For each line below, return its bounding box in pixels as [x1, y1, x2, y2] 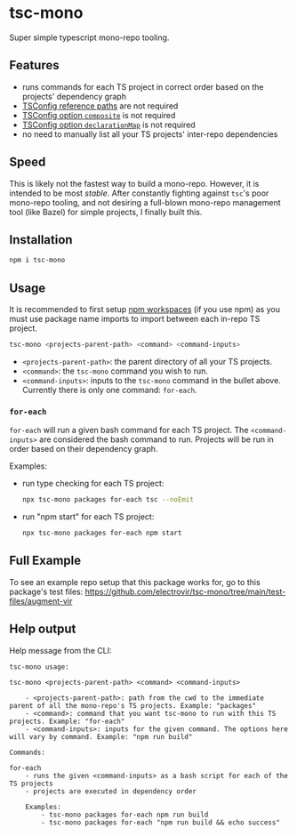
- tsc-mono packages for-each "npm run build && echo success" [41, 817, 280, 827]
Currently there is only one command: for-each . [21, 384, 197, 395]
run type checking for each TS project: [21, 478, 165, 489]
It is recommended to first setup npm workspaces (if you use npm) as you [9, 304, 280, 315]
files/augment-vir [9, 595, 73, 607]
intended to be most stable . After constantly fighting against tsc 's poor [9, 188, 269, 198]
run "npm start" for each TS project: [21, 511, 155, 522]
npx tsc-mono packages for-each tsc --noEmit [21, 495, 194, 504]
